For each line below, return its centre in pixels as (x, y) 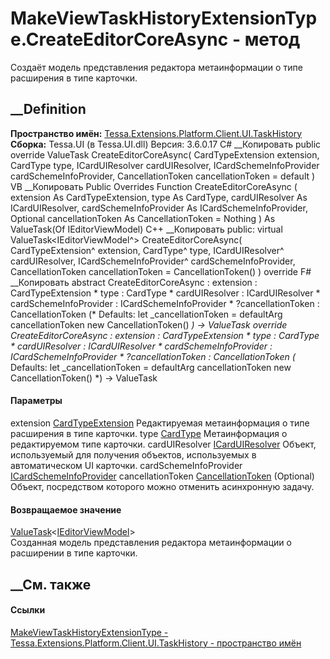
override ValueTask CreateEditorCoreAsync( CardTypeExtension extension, (165, 154)
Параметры (36, 401)
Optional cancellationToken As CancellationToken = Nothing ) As (143, 218)
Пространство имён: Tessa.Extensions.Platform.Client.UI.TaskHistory (156, 133)
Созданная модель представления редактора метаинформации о (151, 543)
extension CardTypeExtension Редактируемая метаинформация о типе (160, 423)
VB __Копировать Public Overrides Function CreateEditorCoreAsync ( (154, 186)
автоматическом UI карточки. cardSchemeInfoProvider (126, 465)
